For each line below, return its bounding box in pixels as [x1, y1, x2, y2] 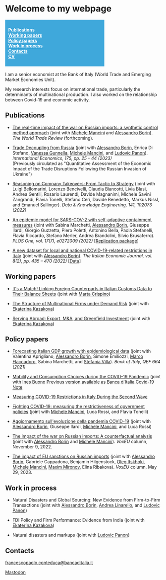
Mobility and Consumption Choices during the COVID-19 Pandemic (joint [12, 374, 161, 380]
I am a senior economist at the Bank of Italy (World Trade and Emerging [5, 71, 151, 77]
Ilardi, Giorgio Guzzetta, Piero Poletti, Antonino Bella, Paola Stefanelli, [12, 227, 154, 233]
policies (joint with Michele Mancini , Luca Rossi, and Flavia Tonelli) [12, 409, 149, 415]
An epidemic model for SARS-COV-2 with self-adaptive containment [12, 217, 152, 223]
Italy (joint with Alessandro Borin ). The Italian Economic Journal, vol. [12, 252, 153, 258]
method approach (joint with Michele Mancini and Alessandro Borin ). [12, 130, 153, 136]
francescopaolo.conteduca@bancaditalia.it [5, 560, 93, 566]
